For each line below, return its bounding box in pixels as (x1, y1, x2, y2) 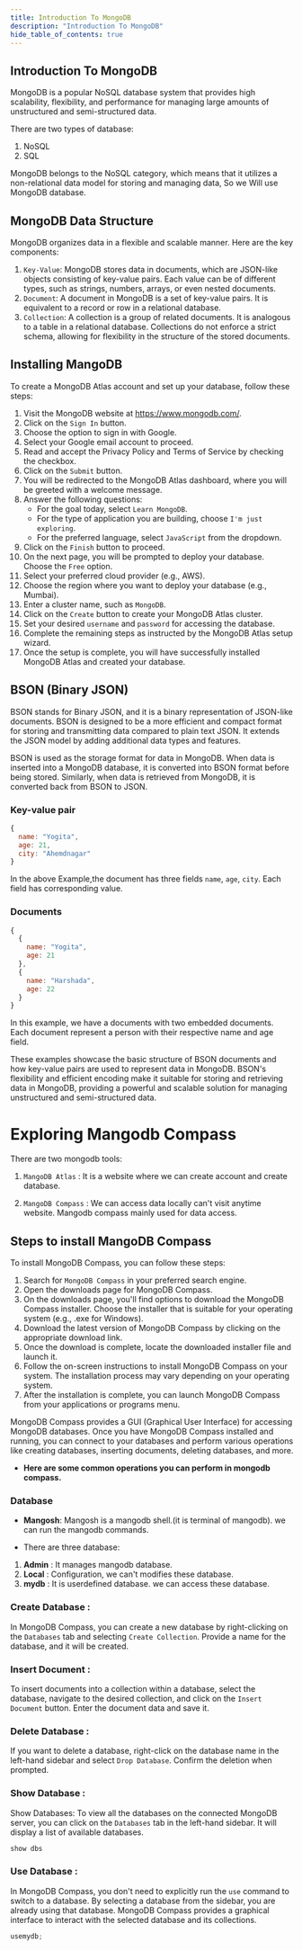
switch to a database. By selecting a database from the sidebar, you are (10, 1895, 276, 1906)
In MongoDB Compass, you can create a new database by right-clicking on (10, 1621, 289, 1632)
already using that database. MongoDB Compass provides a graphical (10, 1904, 270, 1916)
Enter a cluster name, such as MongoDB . (22, 599, 166, 610)
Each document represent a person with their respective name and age (10, 1027, 274, 1038)
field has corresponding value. (10, 883, 124, 894)
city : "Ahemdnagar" (18, 849, 92, 858)
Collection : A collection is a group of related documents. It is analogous (22, 312, 291, 322)
